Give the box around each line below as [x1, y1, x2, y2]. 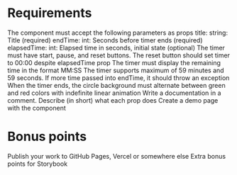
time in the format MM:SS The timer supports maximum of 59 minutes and [7, 66, 225, 74]
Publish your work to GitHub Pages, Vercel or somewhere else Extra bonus [7, 152, 226, 160]
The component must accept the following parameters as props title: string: [7, 28, 228, 37]
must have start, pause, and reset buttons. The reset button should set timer [7, 51, 231, 60]
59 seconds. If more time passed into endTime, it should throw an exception [7, 73, 230, 82]
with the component [7, 103, 66, 112]
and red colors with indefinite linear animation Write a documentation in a [7, 89, 221, 97]
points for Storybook [7, 159, 68, 168]
